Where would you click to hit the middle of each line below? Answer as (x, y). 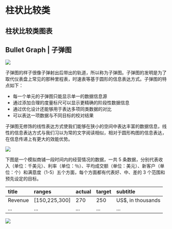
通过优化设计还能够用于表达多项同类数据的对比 (62, 109)
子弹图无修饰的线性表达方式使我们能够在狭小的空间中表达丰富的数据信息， (84, 126)
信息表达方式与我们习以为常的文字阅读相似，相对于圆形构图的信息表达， (90, 133)
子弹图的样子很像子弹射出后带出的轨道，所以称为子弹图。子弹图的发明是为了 (86, 73)
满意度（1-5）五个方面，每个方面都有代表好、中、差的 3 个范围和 (96, 172)
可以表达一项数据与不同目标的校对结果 (53, 116)
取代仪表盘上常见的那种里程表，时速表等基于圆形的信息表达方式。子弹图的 (84, 79)
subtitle (126, 192)
